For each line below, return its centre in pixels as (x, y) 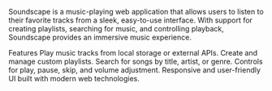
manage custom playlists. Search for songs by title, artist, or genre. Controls (136, 61)
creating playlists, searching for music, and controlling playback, (117, 29)
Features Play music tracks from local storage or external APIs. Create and (133, 53)
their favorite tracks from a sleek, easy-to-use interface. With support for (131, 20)
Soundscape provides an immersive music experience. (100, 37)
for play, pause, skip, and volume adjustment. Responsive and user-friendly (135, 70)
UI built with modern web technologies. (74, 79)
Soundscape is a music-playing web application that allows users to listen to (136, 12)
